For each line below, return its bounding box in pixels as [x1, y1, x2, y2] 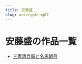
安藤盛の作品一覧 [5, 36, 77, 47]
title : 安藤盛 [5, 7, 33, 13]
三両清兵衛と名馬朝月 [12, 53, 58, 59]
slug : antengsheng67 [5, 12, 49, 17]
